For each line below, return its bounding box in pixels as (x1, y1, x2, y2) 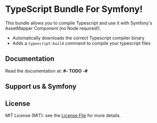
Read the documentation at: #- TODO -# (5, 68, 88, 74)
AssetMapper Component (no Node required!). (5, 25, 101, 31)
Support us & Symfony (5, 82, 77, 91)
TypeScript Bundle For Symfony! (5, 3, 143, 15)
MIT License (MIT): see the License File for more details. (5, 112, 121, 118)
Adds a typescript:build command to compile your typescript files (12, 40, 151, 46)
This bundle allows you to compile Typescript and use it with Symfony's (5, 20, 153, 26)
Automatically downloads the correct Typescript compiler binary (12, 35, 145, 41)
